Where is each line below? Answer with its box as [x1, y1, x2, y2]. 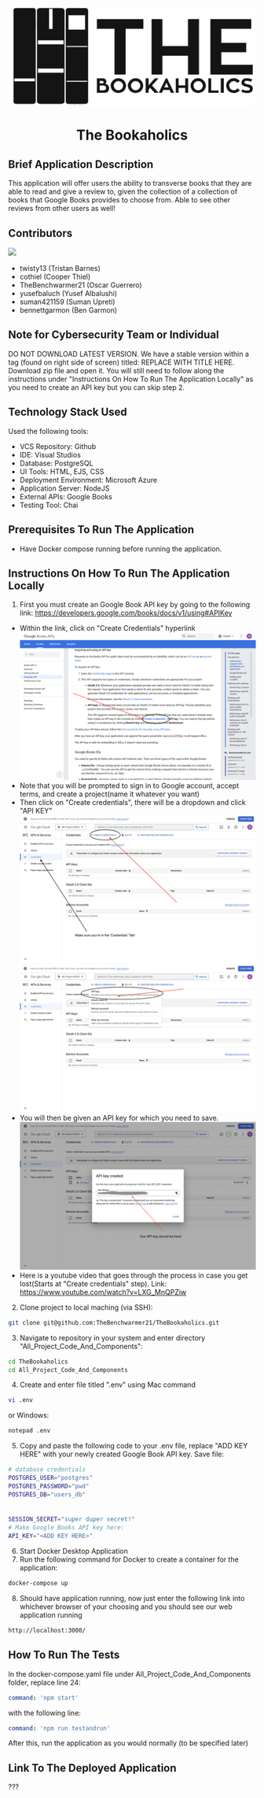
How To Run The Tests [8, 1648, 120, 1662]
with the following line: [8, 1708, 81, 1718]
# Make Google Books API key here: [8, 1524, 125, 1532]
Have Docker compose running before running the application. [19, 543, 222, 554]
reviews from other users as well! [8, 204, 116, 213]
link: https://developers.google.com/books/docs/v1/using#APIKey [19, 608, 233, 617]
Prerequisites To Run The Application [8, 523, 195, 536]
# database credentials [8, 1466, 86, 1474]
